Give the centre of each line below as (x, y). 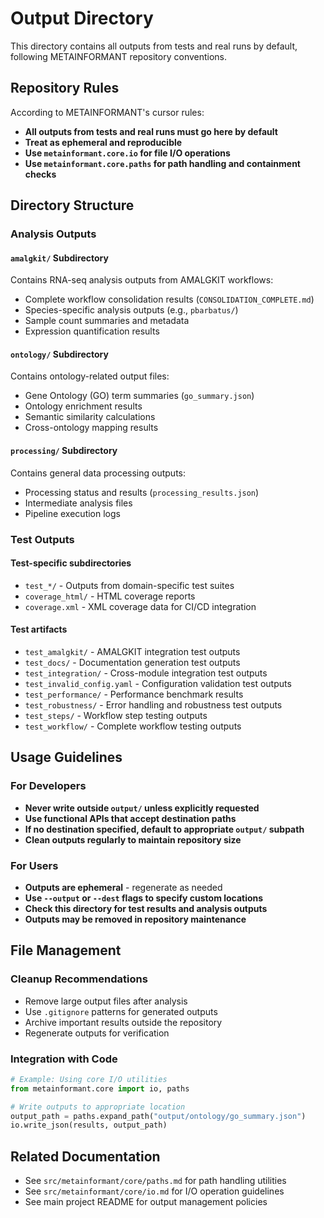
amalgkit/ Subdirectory (59, 258)
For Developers (48, 786)
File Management (66, 950)
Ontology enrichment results (83, 406)
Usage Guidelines (66, 757)
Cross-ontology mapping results (91, 428)
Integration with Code (64, 1059)
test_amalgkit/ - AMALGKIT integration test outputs (132, 651)
